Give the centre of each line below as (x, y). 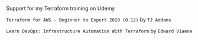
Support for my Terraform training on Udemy (61, 8)
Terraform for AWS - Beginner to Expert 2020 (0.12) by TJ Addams (89, 19)
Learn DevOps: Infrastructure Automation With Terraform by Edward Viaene (99, 31)
